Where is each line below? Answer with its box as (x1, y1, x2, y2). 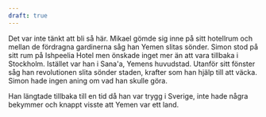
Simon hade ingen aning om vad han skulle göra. (8, 76, 168, 85)
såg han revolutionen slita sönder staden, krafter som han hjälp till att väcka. (8, 67, 258, 76)
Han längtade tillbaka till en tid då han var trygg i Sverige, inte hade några (8, 91, 249, 100)
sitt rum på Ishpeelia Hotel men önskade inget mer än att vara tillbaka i (8, 50, 239, 60)
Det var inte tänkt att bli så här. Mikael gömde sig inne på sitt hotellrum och (8, 33, 253, 43)
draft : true (8, 11, 48, 20)
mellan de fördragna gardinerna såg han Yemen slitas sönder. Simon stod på (8, 41, 259, 52)
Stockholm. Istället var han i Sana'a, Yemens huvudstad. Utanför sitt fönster (8, 59, 256, 68)
